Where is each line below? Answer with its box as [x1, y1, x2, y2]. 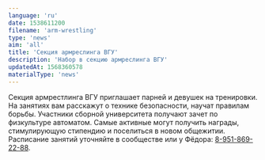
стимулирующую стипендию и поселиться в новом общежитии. [8, 126, 225, 135]
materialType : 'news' [8, 70, 80, 78]
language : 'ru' [8, 11, 59, 20]
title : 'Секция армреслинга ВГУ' [8, 48, 119, 56]
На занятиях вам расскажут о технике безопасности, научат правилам [8, 101, 250, 110]
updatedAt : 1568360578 [8, 63, 83, 71]
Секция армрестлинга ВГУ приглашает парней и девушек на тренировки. [8, 92, 258, 101]
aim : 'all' [8, 41, 44, 49]
